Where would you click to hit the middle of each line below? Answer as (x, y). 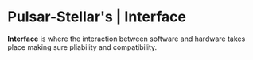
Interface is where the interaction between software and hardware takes (127, 39)
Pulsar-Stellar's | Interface (97, 17)
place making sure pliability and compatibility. (82, 47)
